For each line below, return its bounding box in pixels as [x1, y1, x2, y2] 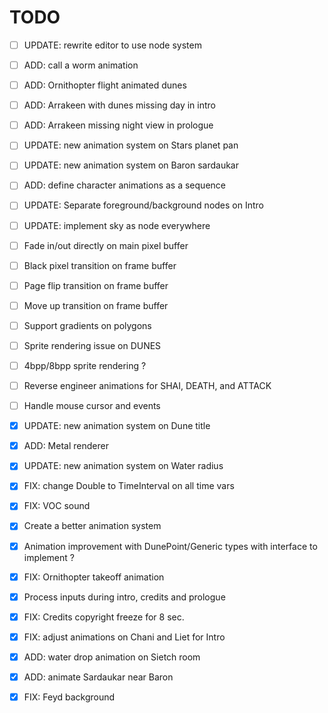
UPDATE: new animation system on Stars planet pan [23, 139, 239, 151]
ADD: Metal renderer [23, 440, 109, 452]
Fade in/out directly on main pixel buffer [23, 239, 189, 251]
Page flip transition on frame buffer [23, 279, 169, 291]
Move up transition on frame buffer [23, 299, 169, 311]
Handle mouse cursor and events [23, 400, 161, 412]
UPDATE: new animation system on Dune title [23, 420, 211, 432]
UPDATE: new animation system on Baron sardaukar [23, 159, 239, 171]
